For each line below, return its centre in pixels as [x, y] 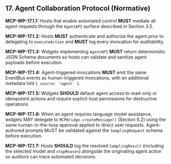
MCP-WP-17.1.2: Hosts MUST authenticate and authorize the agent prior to [84, 36]
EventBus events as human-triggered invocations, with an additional [77, 78]
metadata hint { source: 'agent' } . [43, 83]
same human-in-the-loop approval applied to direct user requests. [75, 125]
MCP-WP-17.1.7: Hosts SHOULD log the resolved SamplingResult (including [84, 146]
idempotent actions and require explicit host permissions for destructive [81, 98]
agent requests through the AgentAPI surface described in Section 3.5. [79, 26]
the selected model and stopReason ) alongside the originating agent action [84, 151]
